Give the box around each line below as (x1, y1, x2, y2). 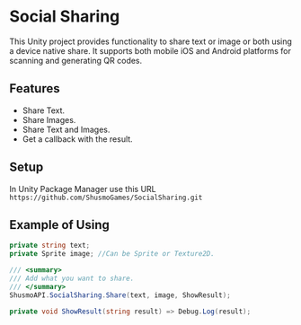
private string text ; (9, 241, 91, 250)
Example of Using (9, 217, 111, 233)
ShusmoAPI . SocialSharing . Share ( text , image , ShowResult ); (9, 290, 231, 300)
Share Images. (22, 114, 76, 125)
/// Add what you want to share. (9, 274, 135, 283)
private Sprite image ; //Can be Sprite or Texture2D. (9, 250, 216, 259)
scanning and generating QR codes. (9, 55, 143, 66)
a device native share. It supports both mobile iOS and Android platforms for (9, 45, 292, 56)
